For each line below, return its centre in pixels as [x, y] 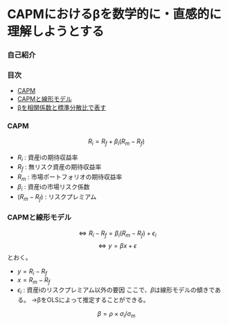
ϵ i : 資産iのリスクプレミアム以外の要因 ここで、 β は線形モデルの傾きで [116, 290]
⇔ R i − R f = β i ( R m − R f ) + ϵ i [117, 234]
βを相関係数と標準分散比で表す [62, 107]
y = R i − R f [32, 272]
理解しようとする [56, 32]
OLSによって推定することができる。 [98, 299]
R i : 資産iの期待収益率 [47, 158]
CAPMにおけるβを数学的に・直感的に [114, 14]
